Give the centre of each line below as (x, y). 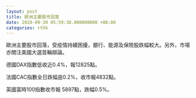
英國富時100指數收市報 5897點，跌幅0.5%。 (59, 90)
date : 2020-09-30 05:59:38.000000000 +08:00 (61, 22)
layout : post (22, 11)
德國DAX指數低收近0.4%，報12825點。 (53, 65)
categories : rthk (27, 28)
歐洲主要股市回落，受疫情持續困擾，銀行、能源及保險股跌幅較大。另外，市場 (98, 45)
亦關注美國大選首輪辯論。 (37, 52)
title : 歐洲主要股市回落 (33, 17)
